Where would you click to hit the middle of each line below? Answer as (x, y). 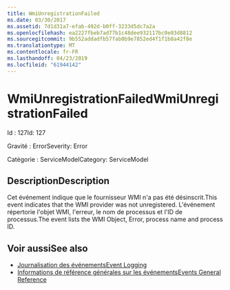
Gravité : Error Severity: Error (48, 146)
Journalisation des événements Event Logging (82, 265)
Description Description (59, 181)
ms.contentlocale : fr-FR (43, 52)
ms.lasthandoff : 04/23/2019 (48, 59)
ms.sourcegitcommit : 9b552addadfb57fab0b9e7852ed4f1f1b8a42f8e (100, 39)
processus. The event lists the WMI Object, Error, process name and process (115, 219)
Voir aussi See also (48, 248)
